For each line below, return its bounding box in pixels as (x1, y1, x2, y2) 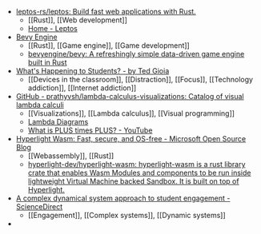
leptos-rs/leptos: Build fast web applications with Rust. (15, 7, 196, 16)
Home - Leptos (27, 24, 78, 33)
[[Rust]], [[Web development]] (27, 15, 128, 25)
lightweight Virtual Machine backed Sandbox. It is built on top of (27, 176, 239, 186)
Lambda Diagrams (27, 117, 89, 126)
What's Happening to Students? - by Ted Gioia (15, 66, 170, 75)
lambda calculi (15, 100, 64, 109)
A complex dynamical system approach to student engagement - (15, 193, 231, 203)
